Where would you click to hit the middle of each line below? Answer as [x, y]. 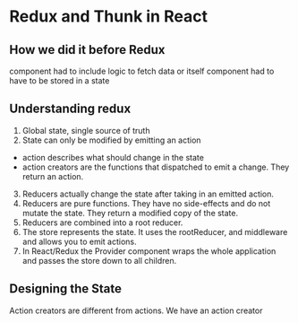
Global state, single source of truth [86, 130]
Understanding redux [70, 109]
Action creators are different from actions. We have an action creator [136, 310]
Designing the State [66, 289]
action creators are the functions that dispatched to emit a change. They [156, 167]
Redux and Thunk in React [109, 17]
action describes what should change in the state [113, 157]
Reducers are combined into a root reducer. [102, 223]
